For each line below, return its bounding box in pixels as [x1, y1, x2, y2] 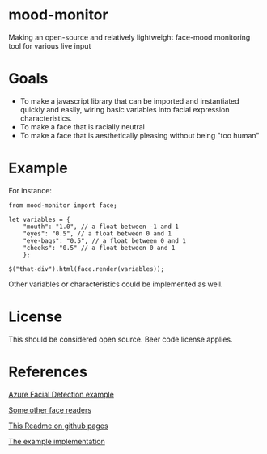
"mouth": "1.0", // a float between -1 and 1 [23, 223, 180, 231]
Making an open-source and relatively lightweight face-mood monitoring [8, 32, 251, 42]
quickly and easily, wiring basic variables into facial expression [19, 104, 230, 114]
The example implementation [8, 436, 105, 446]
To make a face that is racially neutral [19, 121, 146, 131]
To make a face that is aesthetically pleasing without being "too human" [19, 130, 261, 140]
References [8, 363, 87, 381]
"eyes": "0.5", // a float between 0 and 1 [23, 229, 172, 238]
